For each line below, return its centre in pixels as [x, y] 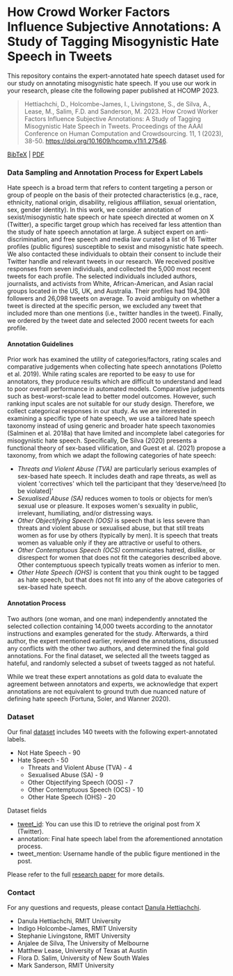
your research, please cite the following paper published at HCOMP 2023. [113, 90]
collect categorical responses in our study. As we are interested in [102, 411]
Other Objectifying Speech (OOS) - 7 [80, 782]
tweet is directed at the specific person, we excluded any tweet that [104, 306]
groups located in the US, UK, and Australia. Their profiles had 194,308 [109, 291]
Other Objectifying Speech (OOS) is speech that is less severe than [113, 521]
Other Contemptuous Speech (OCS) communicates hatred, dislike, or [116, 550]
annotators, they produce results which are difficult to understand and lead [115, 382]
